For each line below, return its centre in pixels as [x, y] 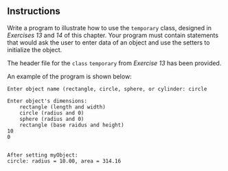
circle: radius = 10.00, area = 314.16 [64, 161]
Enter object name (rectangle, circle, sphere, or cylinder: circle [107, 89]
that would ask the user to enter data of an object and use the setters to [109, 42]
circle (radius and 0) [52, 113]
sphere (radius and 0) [52, 119]
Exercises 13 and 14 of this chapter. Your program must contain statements [113, 35]
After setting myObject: [43, 155]
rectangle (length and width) [63, 107]
